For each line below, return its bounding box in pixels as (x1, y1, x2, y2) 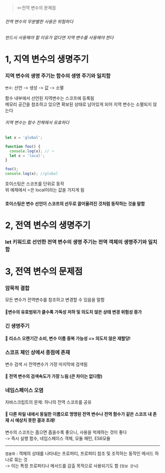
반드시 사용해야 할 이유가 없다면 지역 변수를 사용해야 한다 (5, 34, 114, 41)
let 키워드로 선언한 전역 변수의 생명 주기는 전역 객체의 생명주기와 (5, 238, 147, 245)
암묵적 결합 (5, 284, 30, 291)
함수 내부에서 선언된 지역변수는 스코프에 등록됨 (5, 95, 95, 101)
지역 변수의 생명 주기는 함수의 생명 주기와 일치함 (5, 72, 111, 79)
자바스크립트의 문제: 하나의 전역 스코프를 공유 (5, 399, 92, 405)
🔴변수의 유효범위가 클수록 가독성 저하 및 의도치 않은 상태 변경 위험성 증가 (5, 309, 142, 315)
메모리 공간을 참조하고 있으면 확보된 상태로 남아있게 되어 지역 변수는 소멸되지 (5, 101, 152, 107)
